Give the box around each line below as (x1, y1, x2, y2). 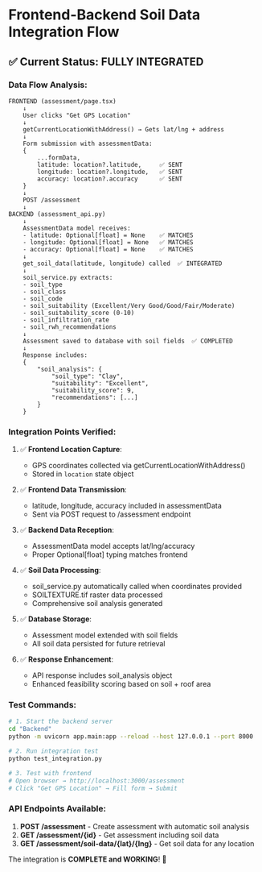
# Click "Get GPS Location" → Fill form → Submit (8, 784, 178, 792)
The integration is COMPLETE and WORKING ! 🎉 (8, 854, 167, 864)
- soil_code (23, 294, 63, 303)
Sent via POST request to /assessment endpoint (31, 509, 191, 519)
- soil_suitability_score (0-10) (23, 309, 135, 317)
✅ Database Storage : (19, 614, 92, 624)
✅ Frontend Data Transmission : (19, 485, 127, 495)
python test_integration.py (8, 754, 103, 762)
